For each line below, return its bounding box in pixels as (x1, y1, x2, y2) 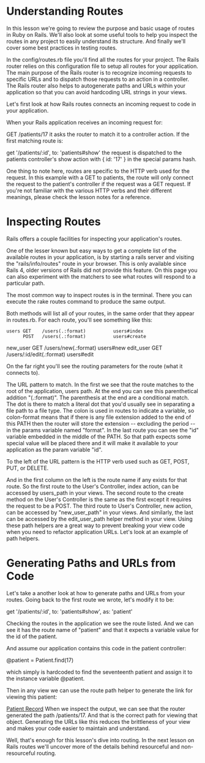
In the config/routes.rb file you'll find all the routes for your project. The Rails (6, 56, 199, 63)
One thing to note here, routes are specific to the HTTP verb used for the (6, 167, 190, 175)
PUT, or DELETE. (6, 464, 49, 472)
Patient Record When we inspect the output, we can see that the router (6, 705, 185, 712)
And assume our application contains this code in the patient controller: (6, 644, 187, 652)
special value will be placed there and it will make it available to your (6, 439, 179, 446)
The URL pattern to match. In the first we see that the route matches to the (6, 381, 194, 388)
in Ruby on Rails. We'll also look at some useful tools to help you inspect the (6, 31, 198, 38)
